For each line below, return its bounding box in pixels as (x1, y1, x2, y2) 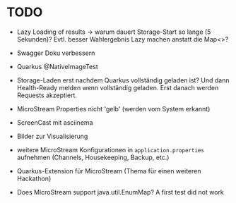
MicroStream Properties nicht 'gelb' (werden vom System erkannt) (16, 104, 211, 113)
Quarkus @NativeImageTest (16, 62, 98, 70)
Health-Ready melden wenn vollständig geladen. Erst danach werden (16, 83, 219, 92)
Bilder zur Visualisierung (16, 132, 88, 140)
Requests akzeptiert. (16, 91, 77, 99)
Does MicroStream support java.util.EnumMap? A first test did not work (16, 187, 224, 196)
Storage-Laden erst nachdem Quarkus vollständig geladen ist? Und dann (16, 75, 230, 85)
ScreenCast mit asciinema (16, 118, 93, 127)
